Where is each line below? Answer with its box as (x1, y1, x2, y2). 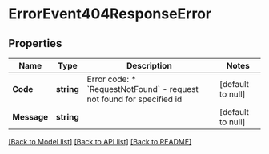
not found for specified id (86, 93, 183, 105)
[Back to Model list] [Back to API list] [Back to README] (8, 137, 192, 146)
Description (126, 61, 172, 71)
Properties (8, 37, 62, 50)
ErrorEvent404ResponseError (8, 5, 212, 23)
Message (12, 112, 49, 122)
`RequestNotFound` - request (86, 84, 199, 94)
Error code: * (86, 73, 137, 85)
